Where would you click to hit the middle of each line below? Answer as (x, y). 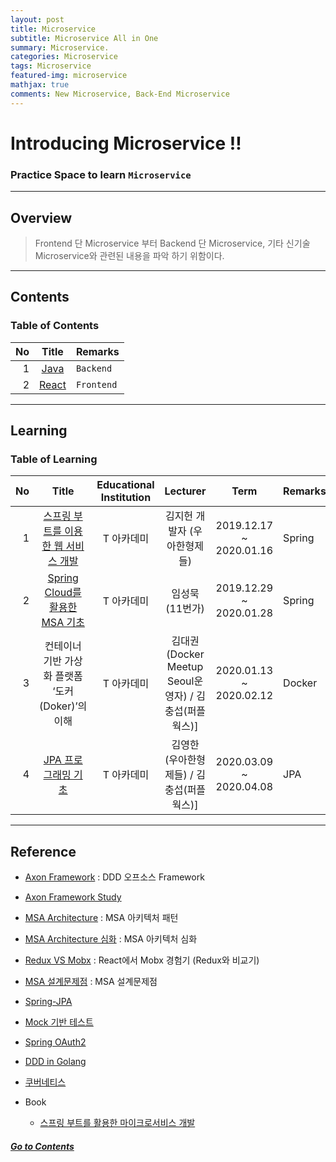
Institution (126, 498)
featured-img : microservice (69, 76)
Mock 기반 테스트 (59, 1022)
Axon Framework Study (73, 897)
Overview (41, 217)
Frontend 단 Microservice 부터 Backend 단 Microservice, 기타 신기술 (172, 243)
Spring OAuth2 (55, 1042)
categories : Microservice (64, 57)
